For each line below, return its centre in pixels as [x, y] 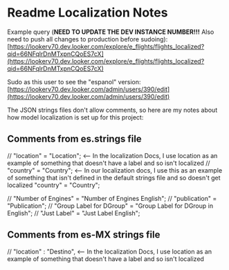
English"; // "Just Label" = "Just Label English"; [74, 213]
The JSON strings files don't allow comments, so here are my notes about [112, 110]
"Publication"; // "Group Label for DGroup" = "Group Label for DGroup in [110, 206]
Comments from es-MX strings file [84, 235]
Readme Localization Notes [88, 13]
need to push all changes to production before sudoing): [88, 39]
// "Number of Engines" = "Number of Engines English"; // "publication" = [112, 198]
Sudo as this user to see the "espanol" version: [74, 81]
